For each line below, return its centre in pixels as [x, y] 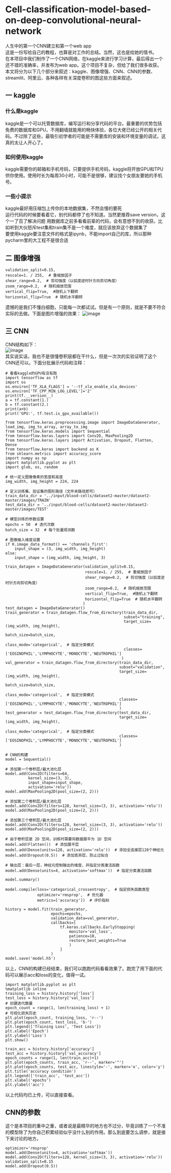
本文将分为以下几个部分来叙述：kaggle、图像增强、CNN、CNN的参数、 [80, 71]
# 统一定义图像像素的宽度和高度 [34, 477]
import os [16, 382]
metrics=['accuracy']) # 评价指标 [73, 900]
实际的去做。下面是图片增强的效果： [43, 314]
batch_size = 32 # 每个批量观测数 [40, 530]
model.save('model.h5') [31, 958]
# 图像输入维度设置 [23, 540]
